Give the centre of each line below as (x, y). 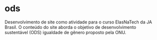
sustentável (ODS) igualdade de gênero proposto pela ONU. (65, 32)
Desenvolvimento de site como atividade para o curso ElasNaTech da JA (78, 22)
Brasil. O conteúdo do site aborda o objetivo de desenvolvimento (71, 27)
